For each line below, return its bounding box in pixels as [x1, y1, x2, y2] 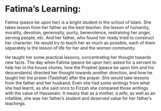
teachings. [5, 100, 26, 106]
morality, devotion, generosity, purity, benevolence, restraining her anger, [5, 29, 151, 35]
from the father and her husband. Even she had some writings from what [5, 80, 150, 85]
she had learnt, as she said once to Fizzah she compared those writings [5, 85, 148, 91]
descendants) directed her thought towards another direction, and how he [5, 69, 153, 75]
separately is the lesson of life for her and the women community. [5, 45, 136, 51]
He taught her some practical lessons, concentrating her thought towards [5, 54, 151, 60]
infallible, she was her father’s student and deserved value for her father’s [5, 95, 152, 101]
